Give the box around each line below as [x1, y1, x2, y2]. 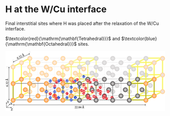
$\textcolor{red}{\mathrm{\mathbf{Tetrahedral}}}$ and [5, 35, 120, 42]
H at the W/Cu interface [5, 4, 107, 15]
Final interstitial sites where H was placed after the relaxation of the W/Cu [5, 20, 159, 26]
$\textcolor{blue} [121, 35, 157, 42]
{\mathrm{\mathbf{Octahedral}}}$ [5, 41, 77, 47]
